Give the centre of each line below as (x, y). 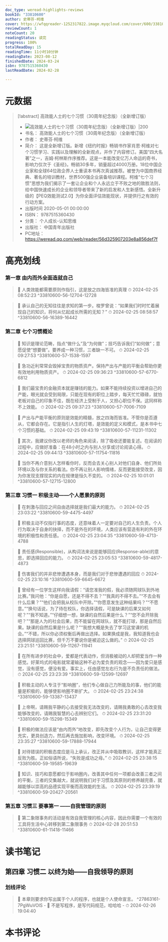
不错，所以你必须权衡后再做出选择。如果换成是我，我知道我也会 (94, 634)
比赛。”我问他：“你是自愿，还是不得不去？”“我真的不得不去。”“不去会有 (89, 596)
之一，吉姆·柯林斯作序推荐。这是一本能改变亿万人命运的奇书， (95, 158)
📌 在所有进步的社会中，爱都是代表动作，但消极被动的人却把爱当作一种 (89, 656)
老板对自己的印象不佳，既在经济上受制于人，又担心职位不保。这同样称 (90, 400)
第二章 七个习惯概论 (29, 332)
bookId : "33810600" (25, 15)
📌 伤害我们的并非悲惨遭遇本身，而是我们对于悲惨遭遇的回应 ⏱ (81, 574)
